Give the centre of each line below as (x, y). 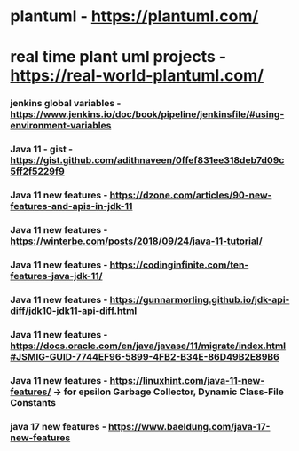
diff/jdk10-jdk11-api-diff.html (74, 310)
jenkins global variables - (66, 104)
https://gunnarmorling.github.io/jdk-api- (200, 299)
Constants (33, 402)
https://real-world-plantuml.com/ (137, 76)
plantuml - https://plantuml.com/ (134, 16)
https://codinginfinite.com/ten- (179, 265)
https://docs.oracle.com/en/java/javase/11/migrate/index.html (148, 346)
